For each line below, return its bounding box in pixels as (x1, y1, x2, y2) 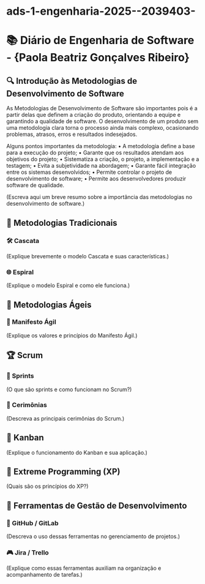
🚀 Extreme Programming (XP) (6, 466, 121, 477)
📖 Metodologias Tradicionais (6, 217, 117, 228)
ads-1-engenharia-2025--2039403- (6, 4, 196, 18)
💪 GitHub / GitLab (6, 518, 59, 527)
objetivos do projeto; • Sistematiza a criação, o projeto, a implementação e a (6, 155, 199, 163)
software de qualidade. (6, 182, 65, 189)
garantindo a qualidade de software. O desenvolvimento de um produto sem (6, 118, 199, 125)
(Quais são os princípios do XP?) (6, 482, 89, 490)
